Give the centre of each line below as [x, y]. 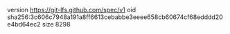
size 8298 [56, 24]
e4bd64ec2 [24, 24]
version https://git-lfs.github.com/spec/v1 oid [72, 10]
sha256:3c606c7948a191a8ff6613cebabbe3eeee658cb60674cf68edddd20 [115, 17]
